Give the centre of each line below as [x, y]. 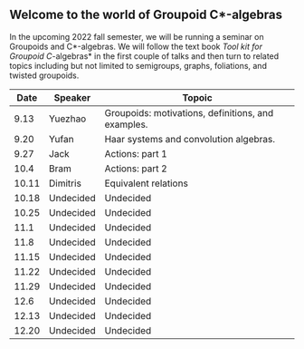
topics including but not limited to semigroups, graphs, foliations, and [138, 65]
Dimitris [65, 183]
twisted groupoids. [44, 75]
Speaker [72, 97]
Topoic [197, 97]
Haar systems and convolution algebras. [190, 139]
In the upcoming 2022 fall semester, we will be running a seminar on [137, 36]
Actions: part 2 [136, 169]
